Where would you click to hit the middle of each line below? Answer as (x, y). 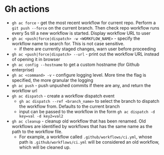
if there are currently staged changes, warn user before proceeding (87, 49)
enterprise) (23, 69)
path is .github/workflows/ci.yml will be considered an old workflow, (89, 142)
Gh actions (27, 9)
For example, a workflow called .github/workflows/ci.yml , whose (86, 137)
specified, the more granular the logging (53, 80)
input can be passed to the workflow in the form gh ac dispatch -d (87, 111)
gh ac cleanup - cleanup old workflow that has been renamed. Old (79, 121)
